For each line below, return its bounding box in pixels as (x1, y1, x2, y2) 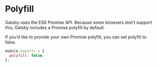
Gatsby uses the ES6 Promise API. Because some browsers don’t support (5, 19, 152, 25)
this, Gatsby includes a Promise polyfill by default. (5, 24, 105, 30)
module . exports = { (5, 49, 45, 53)
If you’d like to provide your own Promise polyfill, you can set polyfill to (5, 34, 147, 40)
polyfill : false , (9, 53, 45, 58)
